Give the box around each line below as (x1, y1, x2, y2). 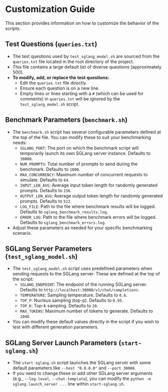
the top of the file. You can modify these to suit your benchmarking (12, 134, 151, 140)
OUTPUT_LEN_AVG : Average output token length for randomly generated (20, 193, 163, 199)
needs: (12, 139, 27, 146)
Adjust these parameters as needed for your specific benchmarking (12, 224, 153, 231)
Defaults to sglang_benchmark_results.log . (20, 209, 108, 215)
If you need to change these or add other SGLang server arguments (12, 370, 153, 376)
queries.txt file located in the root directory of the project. (12, 59, 134, 65)
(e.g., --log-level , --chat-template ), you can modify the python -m (12, 375, 151, 381)
